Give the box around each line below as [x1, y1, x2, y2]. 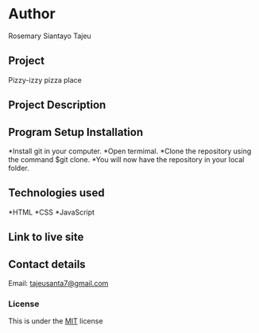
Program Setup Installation [8, 125, 144, 139]
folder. [8, 163, 29, 172]
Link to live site [8, 230, 84, 244]
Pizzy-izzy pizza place [8, 75, 82, 84]
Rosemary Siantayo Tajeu [8, 31, 91, 41]
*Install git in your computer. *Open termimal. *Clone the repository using [8, 146, 252, 156]
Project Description [8, 99, 106, 112]
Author [8, 5, 56, 23]
